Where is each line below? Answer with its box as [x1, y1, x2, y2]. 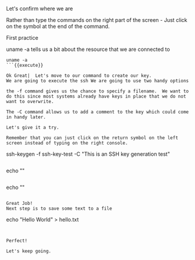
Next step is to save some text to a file [6, 206, 112, 211]
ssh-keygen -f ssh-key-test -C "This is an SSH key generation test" [6, 150, 170, 158]
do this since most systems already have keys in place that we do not [6, 94, 186, 99]
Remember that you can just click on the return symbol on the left [6, 135, 178, 141]
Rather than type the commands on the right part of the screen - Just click [6, 17, 188, 23]
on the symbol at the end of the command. [6, 23, 110, 30]
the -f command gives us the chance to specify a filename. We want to [6, 88, 189, 94]
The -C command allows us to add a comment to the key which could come [6, 109, 189, 115]
